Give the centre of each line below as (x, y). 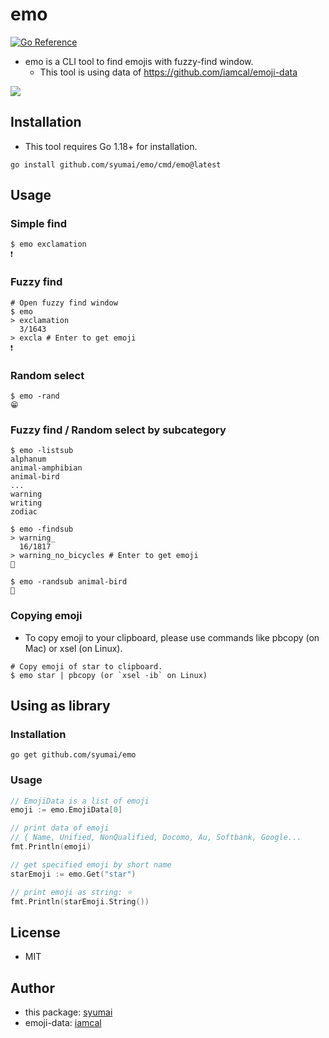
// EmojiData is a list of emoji (80, 801)
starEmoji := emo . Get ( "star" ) (73, 874)
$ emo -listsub (42, 451)
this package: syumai (68, 1012)
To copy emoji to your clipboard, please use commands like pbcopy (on (172, 637)
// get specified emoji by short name (91, 864)
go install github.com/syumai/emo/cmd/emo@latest (116, 164)
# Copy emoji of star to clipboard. (86, 666)
